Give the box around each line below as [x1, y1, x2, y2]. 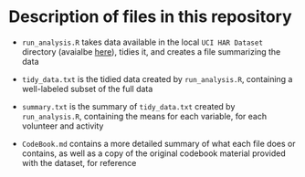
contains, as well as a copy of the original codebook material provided [21, 148, 286, 159]
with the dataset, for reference [21, 157, 137, 168]
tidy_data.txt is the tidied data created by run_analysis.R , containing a [21, 73, 293, 84]
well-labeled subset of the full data [21, 83, 153, 94]
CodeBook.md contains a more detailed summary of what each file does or [21, 138, 296, 149]
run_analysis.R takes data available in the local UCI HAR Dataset [21, 36, 264, 47]
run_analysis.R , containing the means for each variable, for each [21, 110, 267, 121]
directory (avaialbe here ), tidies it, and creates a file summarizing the [21, 46, 281, 57]
